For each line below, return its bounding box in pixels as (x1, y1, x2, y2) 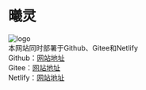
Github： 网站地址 (8, 53, 65, 62)
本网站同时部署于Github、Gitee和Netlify (8, 43, 139, 52)
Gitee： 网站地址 (8, 62, 61, 72)
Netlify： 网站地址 (8, 73, 65, 82)
